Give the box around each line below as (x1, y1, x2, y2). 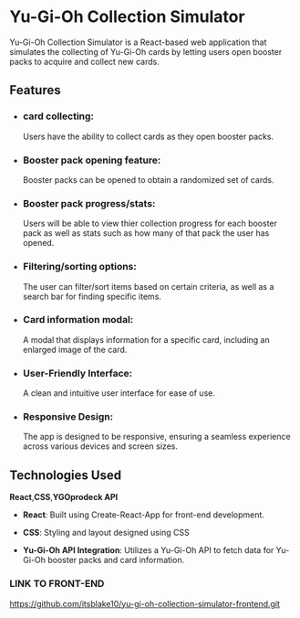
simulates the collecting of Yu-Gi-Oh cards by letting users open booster (9, 46, 283, 57)
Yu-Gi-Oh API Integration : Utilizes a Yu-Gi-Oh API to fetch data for (22, 545, 274, 556)
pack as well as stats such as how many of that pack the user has (22, 228, 270, 239)
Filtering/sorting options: (22, 261, 137, 273)
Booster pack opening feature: (22, 154, 161, 166)
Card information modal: (22, 314, 134, 326)
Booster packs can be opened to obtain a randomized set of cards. (22, 174, 274, 185)
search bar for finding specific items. (22, 291, 162, 302)
